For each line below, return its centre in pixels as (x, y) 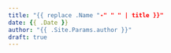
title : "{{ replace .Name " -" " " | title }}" (86, 15)
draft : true (28, 37)
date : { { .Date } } (38, 23)
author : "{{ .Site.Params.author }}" (70, 30)
